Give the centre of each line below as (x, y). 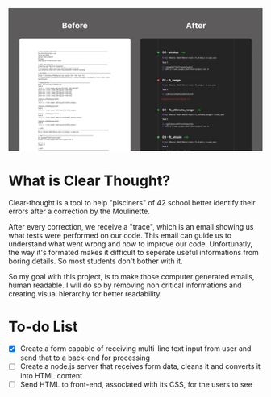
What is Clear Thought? (90, 180)
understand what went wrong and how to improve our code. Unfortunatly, (131, 244)
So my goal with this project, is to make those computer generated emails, (131, 277)
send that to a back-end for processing (85, 358)
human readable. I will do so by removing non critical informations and (125, 285)
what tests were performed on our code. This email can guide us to (120, 236)
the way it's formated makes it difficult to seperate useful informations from (134, 253)
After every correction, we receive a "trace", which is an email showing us (131, 227)
